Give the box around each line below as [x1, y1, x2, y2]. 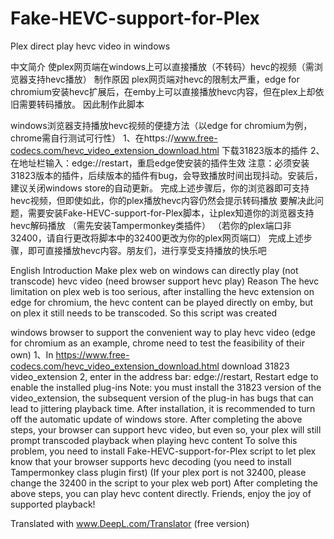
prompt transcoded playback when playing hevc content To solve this [10, 434, 298, 446]
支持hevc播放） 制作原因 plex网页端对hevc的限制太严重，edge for [27, 73, 300, 85]
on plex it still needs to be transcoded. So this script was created [10, 307, 278, 319]
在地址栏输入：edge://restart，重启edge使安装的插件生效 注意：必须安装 [10, 157, 310, 169]
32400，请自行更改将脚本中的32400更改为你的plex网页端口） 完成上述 [10, 232, 304, 244]
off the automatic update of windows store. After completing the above [10, 413, 303, 425]
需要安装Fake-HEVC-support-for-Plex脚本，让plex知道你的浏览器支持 [27, 207, 315, 219]
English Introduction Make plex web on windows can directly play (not [10, 264, 299, 276]
